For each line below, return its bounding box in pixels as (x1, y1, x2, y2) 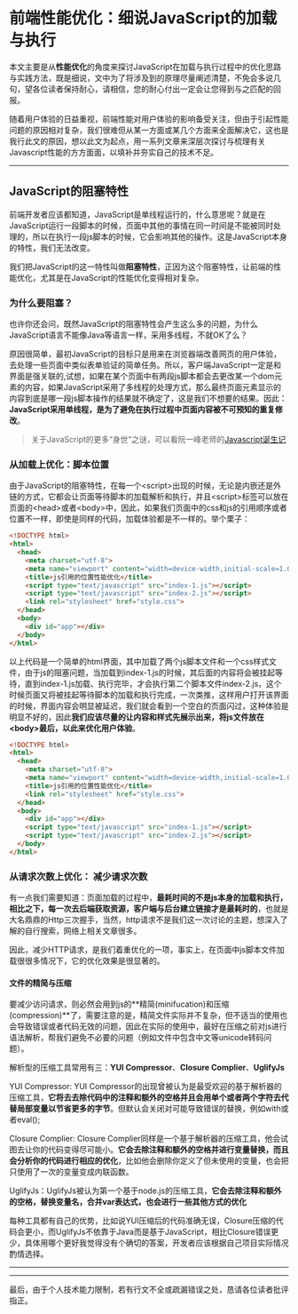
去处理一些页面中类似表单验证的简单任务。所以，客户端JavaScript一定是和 (9, 360, 282, 370)
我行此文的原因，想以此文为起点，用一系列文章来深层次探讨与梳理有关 (9, 135, 266, 147)
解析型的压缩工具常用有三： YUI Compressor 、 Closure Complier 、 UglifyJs (9, 1063, 286, 1073)
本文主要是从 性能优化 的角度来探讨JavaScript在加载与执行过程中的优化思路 (9, 61, 282, 72)
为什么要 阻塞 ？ (9, 297, 74, 309)
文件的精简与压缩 (9, 977, 72, 988)
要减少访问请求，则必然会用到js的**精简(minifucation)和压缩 (9, 999, 230, 1009)
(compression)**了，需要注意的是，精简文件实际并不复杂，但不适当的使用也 (9, 1010, 288, 1021)
